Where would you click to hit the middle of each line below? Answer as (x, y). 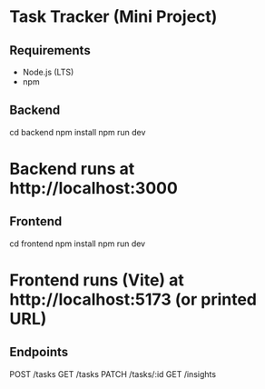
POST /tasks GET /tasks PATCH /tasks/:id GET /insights (113, 374)
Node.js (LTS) (48, 72)
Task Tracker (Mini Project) (113, 17)
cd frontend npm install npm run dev (78, 244)
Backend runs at (72, 169)
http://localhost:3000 (94, 188)
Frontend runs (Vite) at (97, 280)
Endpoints (39, 352)
